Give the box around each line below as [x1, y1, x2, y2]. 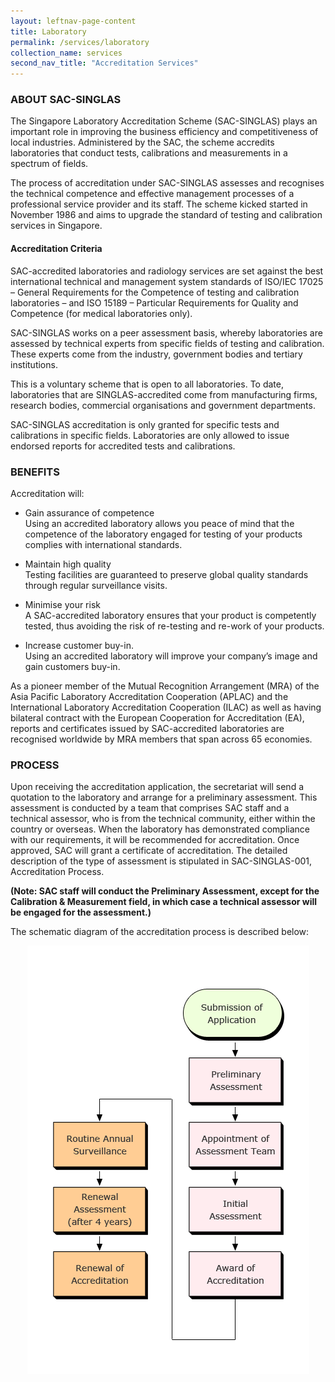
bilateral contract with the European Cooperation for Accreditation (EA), [10, 711, 305, 724]
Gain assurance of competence [24, 506, 155, 519]
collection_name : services [10, 48, 123, 58]
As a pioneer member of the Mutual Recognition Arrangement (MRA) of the [10, 680, 320, 692]
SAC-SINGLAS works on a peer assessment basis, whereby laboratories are [10, 326, 323, 339]
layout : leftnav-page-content [10, 16, 137, 26]
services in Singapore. [10, 220, 103, 232]
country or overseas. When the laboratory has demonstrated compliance [10, 823, 311, 835]
